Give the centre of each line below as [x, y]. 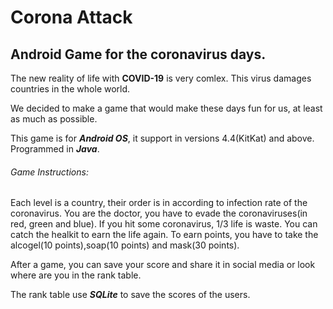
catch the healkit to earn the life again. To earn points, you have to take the [164, 235]
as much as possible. [54, 119]
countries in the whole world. [70, 89]
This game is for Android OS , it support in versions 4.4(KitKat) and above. [162, 138]
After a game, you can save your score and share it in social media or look [163, 265]
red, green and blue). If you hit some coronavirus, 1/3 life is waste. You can [164, 224]
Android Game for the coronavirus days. [138, 54]
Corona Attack [71, 17]
